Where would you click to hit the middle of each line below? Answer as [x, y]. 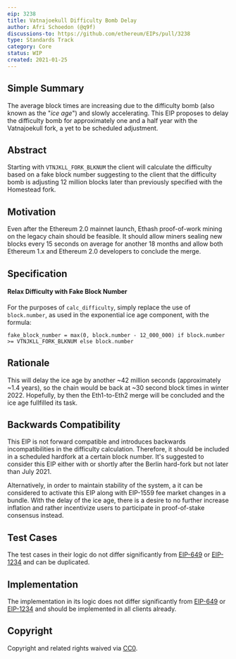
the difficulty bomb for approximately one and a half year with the [103, 120]
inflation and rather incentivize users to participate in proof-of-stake [106, 508]
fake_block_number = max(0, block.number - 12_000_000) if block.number [116, 335]
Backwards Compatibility [64, 425]
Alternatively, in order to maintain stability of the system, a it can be [105, 485]
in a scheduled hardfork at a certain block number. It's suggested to [106, 457]
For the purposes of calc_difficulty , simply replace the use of [99, 307]
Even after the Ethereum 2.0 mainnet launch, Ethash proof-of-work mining [115, 229]
